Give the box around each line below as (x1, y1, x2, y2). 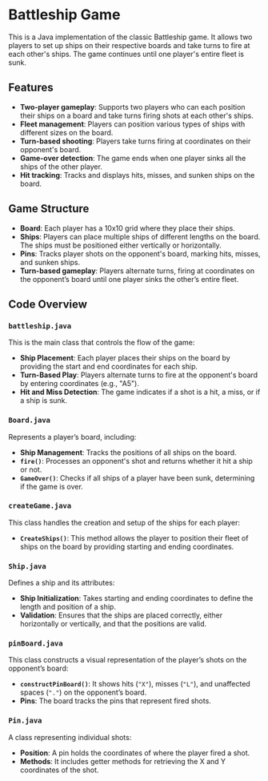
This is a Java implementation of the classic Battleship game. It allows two (8, 32, 253, 42)
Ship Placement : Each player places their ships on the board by (19, 353, 230, 363)
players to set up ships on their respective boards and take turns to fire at (8, 40, 250, 50)
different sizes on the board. (19, 127, 114, 137)
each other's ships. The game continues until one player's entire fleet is (8, 49, 244, 58)
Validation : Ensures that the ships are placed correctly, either (19, 610, 223, 620)
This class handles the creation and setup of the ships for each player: (8, 517, 241, 527)
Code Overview (8, 297, 88, 311)
